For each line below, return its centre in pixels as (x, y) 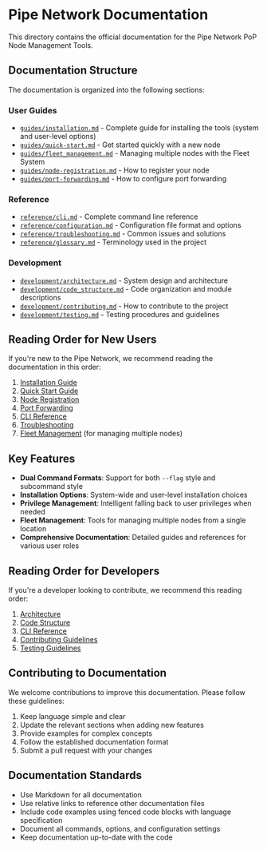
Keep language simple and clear (73, 716)
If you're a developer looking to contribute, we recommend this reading (125, 590)
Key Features (42, 458)
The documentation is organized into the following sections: (106, 89)
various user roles (49, 546)
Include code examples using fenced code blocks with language (126, 812)
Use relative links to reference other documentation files (112, 803)
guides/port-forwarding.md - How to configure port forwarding (123, 179)
